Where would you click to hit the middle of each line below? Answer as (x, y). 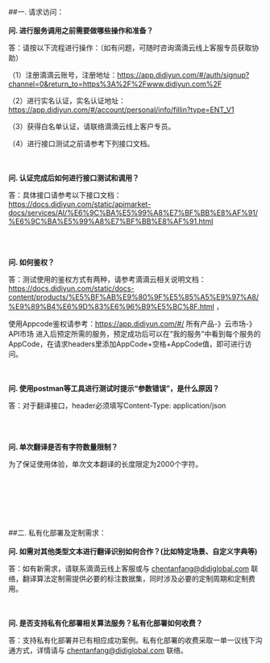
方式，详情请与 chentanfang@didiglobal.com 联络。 (101, 650)
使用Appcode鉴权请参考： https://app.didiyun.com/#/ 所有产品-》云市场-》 (132, 324)
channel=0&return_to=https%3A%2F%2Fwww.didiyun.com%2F (115, 84)
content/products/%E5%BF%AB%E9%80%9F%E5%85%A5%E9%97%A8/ (134, 297)
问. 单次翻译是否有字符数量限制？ (63, 447)
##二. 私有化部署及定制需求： (57, 533)
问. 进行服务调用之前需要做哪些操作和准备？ (81, 30)
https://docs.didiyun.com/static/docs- (71, 288)
